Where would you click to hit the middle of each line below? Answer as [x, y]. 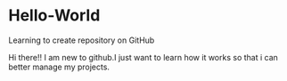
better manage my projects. [59, 67]
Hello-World [54, 16]
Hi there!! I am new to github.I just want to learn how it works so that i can [143, 57]
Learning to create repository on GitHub [82, 40]
